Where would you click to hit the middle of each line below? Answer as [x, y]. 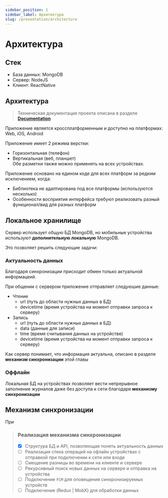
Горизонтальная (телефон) [41, 153]
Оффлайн [18, 372]
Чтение [20, 296]
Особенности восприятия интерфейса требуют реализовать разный [86, 200]
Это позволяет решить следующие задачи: [51, 247]
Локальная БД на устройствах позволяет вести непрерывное [71, 383]
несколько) [25, 194]
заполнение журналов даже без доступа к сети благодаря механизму [81, 389]
